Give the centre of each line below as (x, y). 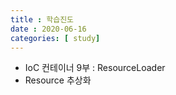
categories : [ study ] (55, 38)
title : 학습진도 (42, 19)
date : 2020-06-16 (48, 29)
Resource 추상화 (58, 80)
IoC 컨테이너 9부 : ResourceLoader (95, 68)
